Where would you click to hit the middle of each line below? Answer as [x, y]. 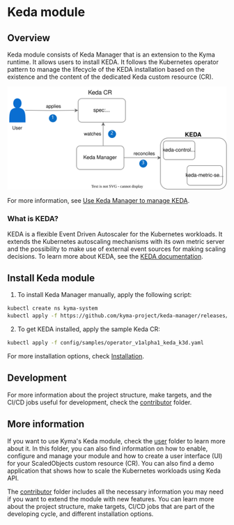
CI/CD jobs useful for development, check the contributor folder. [100, 402]
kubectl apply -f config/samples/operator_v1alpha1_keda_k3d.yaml [106, 343]
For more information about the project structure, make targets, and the [110, 395]
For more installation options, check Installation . [76, 356]
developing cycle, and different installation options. [80, 514]
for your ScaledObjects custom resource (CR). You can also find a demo [111, 463]
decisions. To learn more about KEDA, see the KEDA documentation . [105, 256]
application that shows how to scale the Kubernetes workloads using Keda [114, 471]
